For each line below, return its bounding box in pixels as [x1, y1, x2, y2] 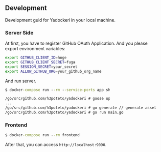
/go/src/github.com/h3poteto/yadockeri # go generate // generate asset [5, 105, 157, 110]
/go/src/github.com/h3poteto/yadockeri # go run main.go [5, 110, 124, 115]
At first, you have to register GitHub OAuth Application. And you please [5, 40, 148, 46]
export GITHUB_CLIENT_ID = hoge [5, 55, 67, 61]
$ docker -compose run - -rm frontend [5, 133, 80, 138]
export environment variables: [5, 46, 66, 52]
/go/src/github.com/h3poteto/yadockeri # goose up [5, 96, 111, 101]
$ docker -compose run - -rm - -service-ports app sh [5, 87, 111, 92]
